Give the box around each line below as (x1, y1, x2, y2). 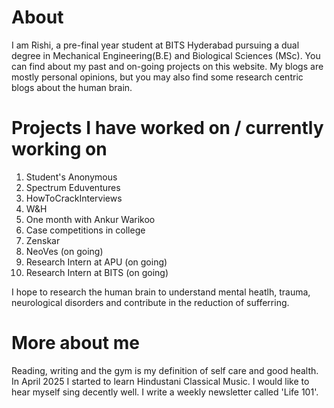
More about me (11, 332, 140, 355)
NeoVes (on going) (25, 245, 104, 257)
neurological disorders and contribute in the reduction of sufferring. (11, 296, 290, 308)
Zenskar (25, 234, 61, 246)
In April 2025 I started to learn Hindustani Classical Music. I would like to (11, 375, 310, 387)
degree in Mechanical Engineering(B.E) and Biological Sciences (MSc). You (11, 49, 321, 61)
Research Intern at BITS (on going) (25, 266, 169, 278)
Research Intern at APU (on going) (25, 256, 168, 268)
